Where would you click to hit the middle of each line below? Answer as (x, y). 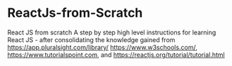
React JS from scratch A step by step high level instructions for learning (112, 32)
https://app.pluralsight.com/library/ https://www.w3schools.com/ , (102, 47)
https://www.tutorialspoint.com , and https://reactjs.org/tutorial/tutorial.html (116, 55)
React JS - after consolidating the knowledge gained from (91, 39)
